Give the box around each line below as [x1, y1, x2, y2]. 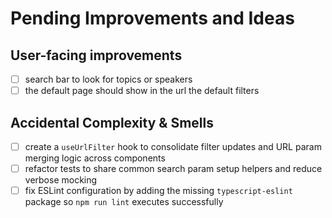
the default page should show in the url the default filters [24, 85, 260, 97]
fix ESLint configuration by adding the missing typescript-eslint [24, 185, 293, 197]
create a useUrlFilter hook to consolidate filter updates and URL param [24, 140, 322, 152]
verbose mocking [24, 174, 98, 186]
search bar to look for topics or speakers [24, 73, 193, 85]
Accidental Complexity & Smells [10, 114, 214, 131]
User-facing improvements [10, 47, 183, 64]
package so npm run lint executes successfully [24, 196, 224, 208]
